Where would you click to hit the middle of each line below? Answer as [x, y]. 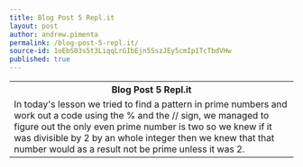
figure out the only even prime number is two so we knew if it [143, 127]
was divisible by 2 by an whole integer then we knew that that [144, 138]
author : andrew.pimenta [54, 34]
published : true [40, 59]
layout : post [34, 26]
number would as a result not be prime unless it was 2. [129, 149]
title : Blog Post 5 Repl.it [62, 18]
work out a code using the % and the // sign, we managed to [142, 115]
